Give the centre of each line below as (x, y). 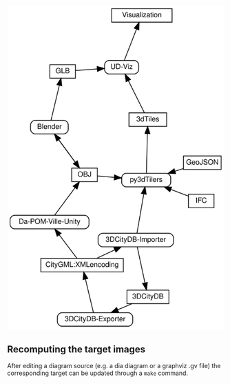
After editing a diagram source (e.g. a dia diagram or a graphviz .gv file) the (114, 366)
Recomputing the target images (76, 349)
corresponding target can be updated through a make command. (97, 373)
